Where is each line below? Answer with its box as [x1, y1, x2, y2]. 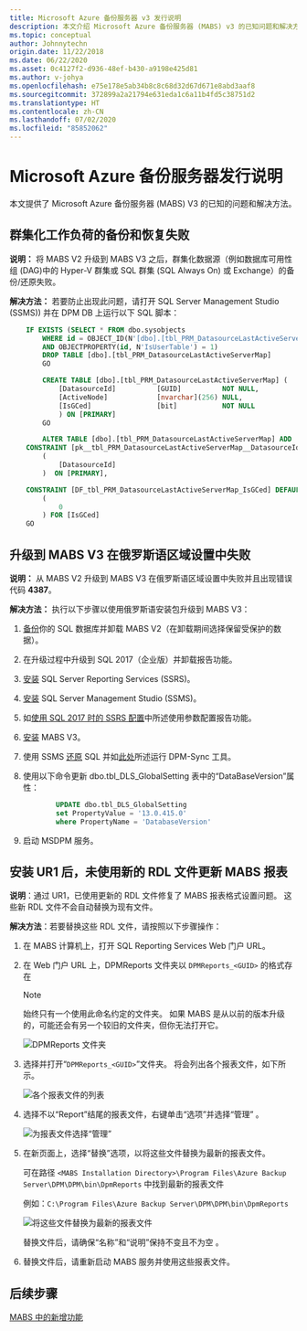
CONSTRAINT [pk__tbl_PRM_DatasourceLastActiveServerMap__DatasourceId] [26, 443, 304, 453]
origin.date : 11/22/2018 [9, 48, 104, 57]
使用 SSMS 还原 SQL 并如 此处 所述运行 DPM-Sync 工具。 [22, 751, 236, 761]
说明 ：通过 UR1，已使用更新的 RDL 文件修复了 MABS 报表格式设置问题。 [9, 890, 282, 901]
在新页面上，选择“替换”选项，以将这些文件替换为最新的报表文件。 [22, 1148, 271, 1159]
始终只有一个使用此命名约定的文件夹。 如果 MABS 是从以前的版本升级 [22, 1008, 286, 1019]
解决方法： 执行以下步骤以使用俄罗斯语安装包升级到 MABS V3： [9, 603, 250, 614]
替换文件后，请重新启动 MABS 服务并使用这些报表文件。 [22, 1256, 236, 1267]
